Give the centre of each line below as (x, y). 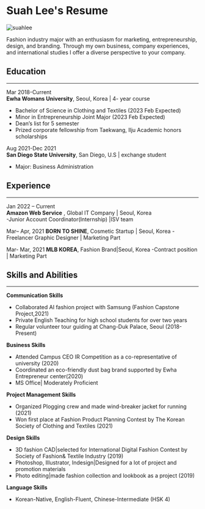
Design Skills (23, 438)
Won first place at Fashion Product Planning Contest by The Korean (100, 420)
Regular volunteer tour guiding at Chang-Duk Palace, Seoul (89, 327)
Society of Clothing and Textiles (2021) (64, 426)
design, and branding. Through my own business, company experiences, (98, 46)
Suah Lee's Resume (57, 11)
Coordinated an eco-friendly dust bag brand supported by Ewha (96, 370)
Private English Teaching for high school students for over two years (101, 320)
